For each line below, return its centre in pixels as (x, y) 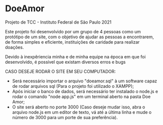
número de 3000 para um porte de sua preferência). (65, 117)
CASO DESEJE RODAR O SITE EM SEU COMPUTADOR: (60, 71)
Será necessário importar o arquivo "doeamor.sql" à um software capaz (85, 81)
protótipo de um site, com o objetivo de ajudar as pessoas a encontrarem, (80, 37)
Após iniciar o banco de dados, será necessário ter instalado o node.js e (85, 91)
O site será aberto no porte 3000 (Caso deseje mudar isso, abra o (79, 107)
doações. (14, 47)
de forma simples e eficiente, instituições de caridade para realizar (72, 42)
